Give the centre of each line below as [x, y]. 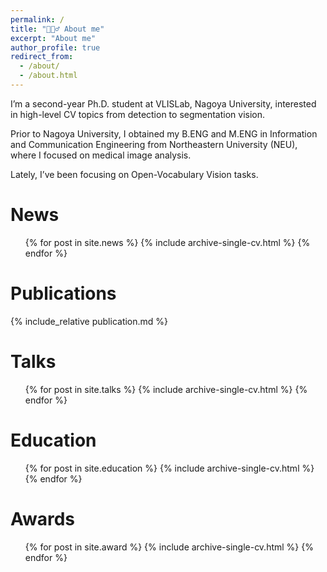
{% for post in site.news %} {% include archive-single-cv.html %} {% [167, 242]
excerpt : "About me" [53, 38]
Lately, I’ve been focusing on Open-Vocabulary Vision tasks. [134, 174]
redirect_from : [42, 57]
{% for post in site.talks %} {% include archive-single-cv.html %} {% [166, 389]
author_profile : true [55, 47]
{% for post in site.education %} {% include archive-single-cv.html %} [169, 468]
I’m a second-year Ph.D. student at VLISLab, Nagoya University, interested [163, 103]
